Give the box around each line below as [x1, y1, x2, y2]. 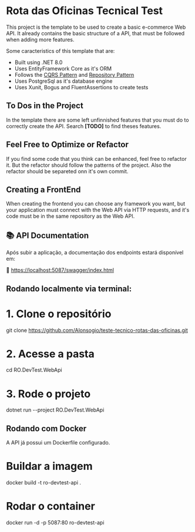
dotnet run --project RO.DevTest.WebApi [6, 406, 105, 413]
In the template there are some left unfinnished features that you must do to [6, 116, 189, 123]
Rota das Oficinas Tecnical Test [6, 4, 163, 18]
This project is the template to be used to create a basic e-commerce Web [6, 23, 186, 31]
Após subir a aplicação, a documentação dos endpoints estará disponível [6, 249, 184, 256]
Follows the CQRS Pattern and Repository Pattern [14, 71, 135, 78]
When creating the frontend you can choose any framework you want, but [6, 200, 186, 207]
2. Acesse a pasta [6, 347, 95, 361]
